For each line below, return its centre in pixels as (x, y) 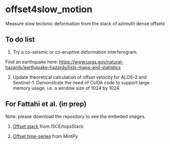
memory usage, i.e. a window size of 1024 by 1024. (67, 88)
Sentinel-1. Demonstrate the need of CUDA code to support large (81, 82)
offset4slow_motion (49, 9)
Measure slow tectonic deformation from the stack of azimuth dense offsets (85, 23)
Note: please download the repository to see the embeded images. (76, 116)
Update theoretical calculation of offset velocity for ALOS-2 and (80, 77)
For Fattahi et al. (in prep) (46, 104)
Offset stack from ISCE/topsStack (48, 126)
